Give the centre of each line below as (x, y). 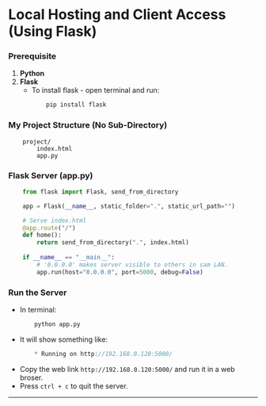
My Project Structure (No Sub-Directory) (88, 125)
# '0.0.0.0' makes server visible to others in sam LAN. (132, 264)
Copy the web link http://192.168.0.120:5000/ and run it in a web (127, 369)
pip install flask (76, 105)
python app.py (57, 324)
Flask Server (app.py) (51, 175)
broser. (31, 377)
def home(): (42, 236)
